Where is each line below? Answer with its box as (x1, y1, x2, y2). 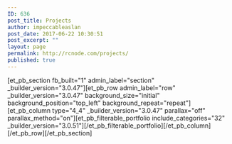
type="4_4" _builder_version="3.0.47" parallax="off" (52, 106, 206, 114)
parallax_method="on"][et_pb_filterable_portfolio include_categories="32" (7, 113, 226, 122)
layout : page (7, 43, 46, 50)
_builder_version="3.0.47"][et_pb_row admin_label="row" (7, 83, 176, 92)
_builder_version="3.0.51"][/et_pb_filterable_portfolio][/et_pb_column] (7, 121, 211, 130)
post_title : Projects (7, 17, 72, 24)
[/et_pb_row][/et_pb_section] (7, 128, 93, 137)
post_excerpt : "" (7, 37, 59, 44)
